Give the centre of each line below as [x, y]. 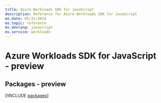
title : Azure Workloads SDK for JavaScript [50, 9]
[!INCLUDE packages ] [27, 96]
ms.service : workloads [28, 32]
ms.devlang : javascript [29, 28]
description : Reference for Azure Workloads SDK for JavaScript [71, 14]
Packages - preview [36, 84]
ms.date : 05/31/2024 [26, 18]
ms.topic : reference [26, 23]
